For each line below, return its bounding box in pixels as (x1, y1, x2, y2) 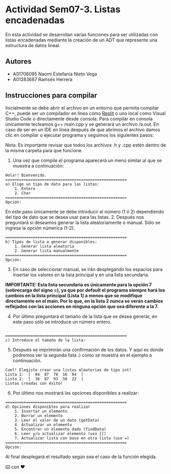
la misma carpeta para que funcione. (5, 147, 83, 153)
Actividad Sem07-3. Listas (5, 4, 121, 15)
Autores (5, 57, 32, 66)
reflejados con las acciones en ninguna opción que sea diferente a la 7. (5, 303, 159, 310)
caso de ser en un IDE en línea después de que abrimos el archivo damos (5, 127, 160, 133)
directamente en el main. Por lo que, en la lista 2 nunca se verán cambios (5, 298, 163, 304)
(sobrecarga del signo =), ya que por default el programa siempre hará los (5, 287, 165, 293)
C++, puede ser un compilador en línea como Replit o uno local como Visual (5, 110, 166, 116)
